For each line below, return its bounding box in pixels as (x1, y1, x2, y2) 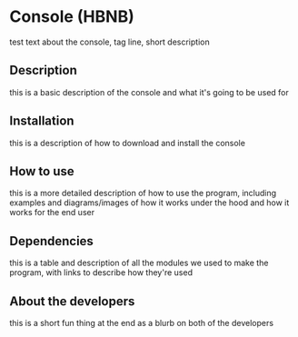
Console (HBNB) (9, 6, 134, 27)
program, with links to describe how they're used (9, 267, 194, 278)
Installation (9, 114, 74, 129)
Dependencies (9, 233, 94, 249)
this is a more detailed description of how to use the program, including (9, 188, 277, 199)
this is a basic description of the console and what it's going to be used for (9, 86, 289, 97)
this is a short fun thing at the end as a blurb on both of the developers (9, 318, 274, 328)
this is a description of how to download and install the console (9, 137, 245, 148)
